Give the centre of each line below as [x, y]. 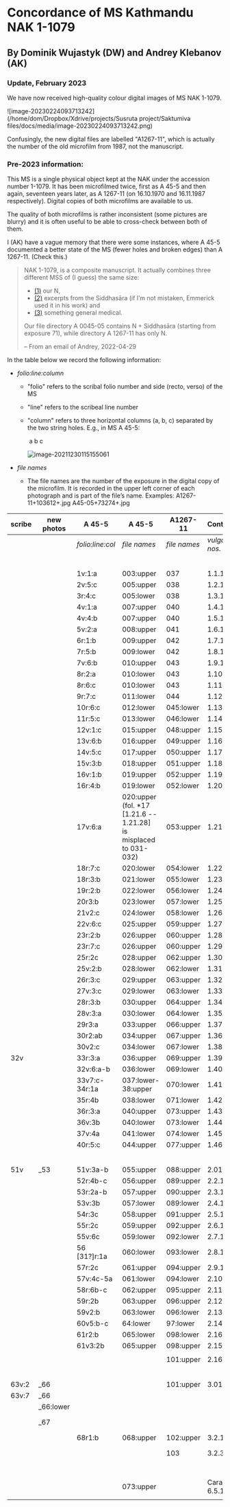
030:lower [139, 1014]
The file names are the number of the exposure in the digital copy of [123, 481]
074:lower [183, 1134]
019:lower [139, 786]
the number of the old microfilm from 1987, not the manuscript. [95, 146]
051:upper [183, 763]
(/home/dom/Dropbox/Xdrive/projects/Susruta [73, 118]
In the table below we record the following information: [84, 360]
